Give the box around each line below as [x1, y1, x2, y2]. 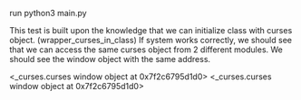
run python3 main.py [9, 8, 88, 18]
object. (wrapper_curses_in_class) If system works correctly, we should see [9, 35, 293, 45]
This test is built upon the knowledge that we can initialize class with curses [9, 25, 293, 35]
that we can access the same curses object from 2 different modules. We [9, 44, 283, 55]
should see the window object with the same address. [9, 54, 211, 64]
